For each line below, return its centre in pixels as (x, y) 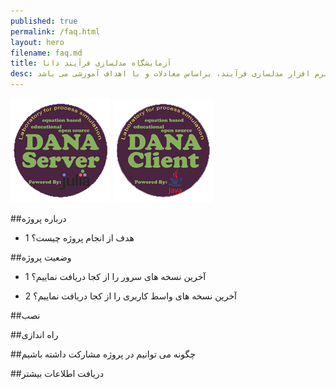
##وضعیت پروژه (41, 257)
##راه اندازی (34, 334)
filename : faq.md (46, 53)
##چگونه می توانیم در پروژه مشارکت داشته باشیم (103, 354)
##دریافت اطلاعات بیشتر (57, 373)
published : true (44, 21)
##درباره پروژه (38, 218)
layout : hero (37, 42)
